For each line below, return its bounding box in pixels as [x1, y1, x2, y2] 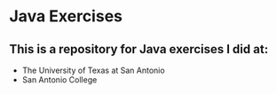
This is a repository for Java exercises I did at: [9, 42, 269, 57]
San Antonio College [21, 74, 98, 85]
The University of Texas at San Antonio [21, 65, 166, 75]
